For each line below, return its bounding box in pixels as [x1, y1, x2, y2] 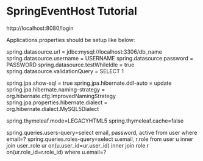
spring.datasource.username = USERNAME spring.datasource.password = [6, 54, 194, 62]
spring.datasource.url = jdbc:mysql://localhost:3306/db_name [6, 48, 163, 55]
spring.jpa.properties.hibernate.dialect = [6, 99, 108, 106]
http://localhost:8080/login [6, 24, 74, 32]
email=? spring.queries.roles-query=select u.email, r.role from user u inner [6, 135, 194, 143]
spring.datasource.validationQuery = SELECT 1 [6, 67, 124, 74]
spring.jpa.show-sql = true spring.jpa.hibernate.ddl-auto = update [6, 79, 172, 87]
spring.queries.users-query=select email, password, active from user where [6, 129, 198, 136]
